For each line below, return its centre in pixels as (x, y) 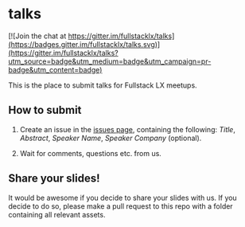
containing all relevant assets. (57, 214)
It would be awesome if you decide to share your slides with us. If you (122, 198)
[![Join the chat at (37, 36)
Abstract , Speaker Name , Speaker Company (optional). (111, 138)
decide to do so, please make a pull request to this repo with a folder (121, 206)
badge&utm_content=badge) (55, 69)
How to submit (45, 110)
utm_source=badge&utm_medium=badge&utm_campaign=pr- (110, 61)
